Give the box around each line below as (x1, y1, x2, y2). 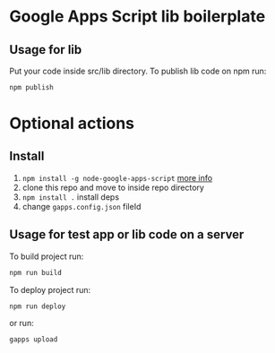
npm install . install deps (21, 191, 119, 202)
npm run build (9, 268, 63, 277)
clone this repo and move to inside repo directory (21, 182, 204, 193)
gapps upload (9, 335, 58, 344)
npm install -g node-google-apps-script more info (21, 172, 213, 183)
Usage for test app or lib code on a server (9, 227, 245, 243)
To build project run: (9, 251, 84, 262)
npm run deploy (9, 302, 66, 311)
